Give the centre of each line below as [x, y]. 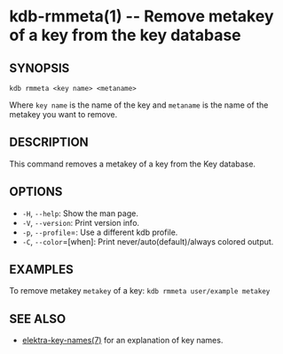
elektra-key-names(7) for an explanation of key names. [122, 341]
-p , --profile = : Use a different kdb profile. [100, 232]
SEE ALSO [38, 319]
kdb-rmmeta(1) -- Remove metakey [141, 16]
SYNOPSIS [39, 68]
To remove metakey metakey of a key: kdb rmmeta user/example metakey [140, 291]
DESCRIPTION [49, 143]
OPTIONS [36, 192]
